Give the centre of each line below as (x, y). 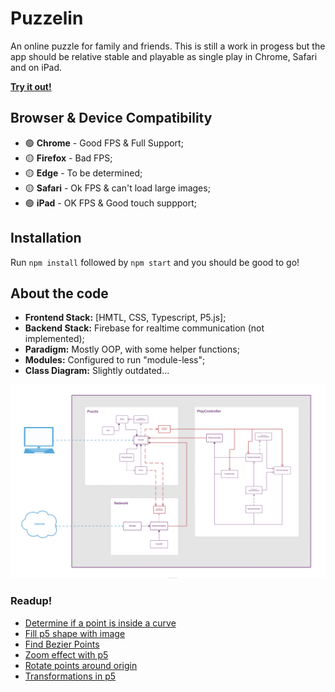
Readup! (31, 601)
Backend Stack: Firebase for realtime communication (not (144, 328)
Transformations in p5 (70, 676)
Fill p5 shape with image (75, 633)
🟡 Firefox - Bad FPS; (68, 158)
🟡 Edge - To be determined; (83, 173)
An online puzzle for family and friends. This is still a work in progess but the (168, 46)
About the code (59, 293)
